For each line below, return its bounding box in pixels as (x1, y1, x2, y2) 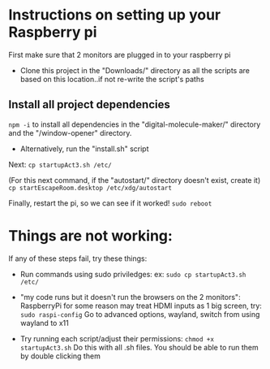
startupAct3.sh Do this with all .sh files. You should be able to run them (19, 342, 259, 352)
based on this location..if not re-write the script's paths (19, 74, 204, 84)
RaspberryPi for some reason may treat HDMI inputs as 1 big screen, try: (19, 301, 262, 310)
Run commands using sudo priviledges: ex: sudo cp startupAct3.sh (19, 269, 246, 279)
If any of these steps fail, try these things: (8, 254, 148, 263)
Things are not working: (8, 226, 173, 245)
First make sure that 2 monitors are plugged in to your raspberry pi (8, 50, 231, 59)
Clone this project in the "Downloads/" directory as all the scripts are (19, 65, 250, 75)
